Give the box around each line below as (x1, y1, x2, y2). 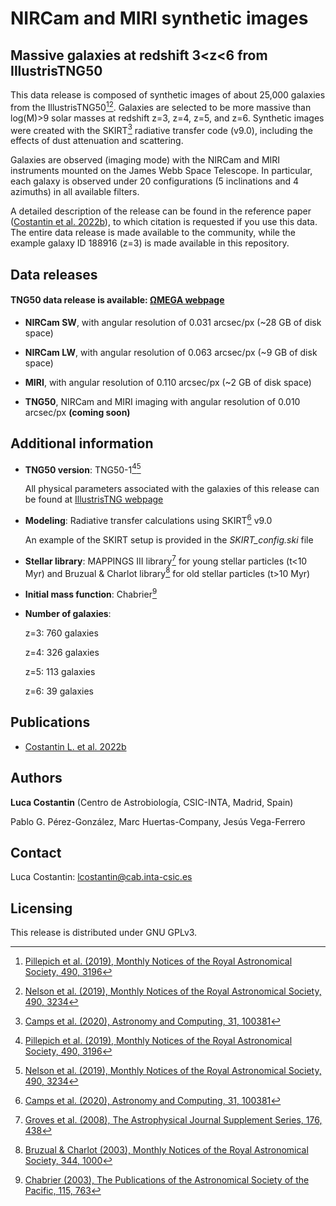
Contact (10, 845, 62, 862)
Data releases (10, 266, 98, 283)
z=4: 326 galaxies (24, 647, 100, 658)
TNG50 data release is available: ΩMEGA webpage (10, 294, 225, 306)
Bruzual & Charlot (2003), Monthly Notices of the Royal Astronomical (24, 1144, 309, 1156)
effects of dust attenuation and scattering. (10, 135, 184, 147)
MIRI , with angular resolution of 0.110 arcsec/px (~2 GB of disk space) (24, 376, 312, 388)
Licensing (10, 900, 73, 917)
